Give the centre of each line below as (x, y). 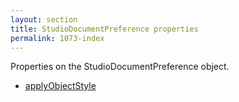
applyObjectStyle (60, 86)
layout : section (44, 19)
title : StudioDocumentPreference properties (104, 29)
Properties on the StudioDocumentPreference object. (120, 67)
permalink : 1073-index (57, 38)
